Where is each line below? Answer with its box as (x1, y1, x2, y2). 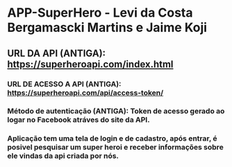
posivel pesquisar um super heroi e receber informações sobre (7, 143, 224, 152)
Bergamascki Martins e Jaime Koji (7, 19, 207, 35)
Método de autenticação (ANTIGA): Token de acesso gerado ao (7, 106, 225, 116)
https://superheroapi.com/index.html (7, 58, 174, 70)
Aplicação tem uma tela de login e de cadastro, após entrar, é (7, 134, 217, 143)
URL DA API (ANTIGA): (7, 47, 106, 59)
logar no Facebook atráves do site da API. (7, 115, 151, 125)
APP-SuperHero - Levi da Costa (7, 5, 193, 21)
